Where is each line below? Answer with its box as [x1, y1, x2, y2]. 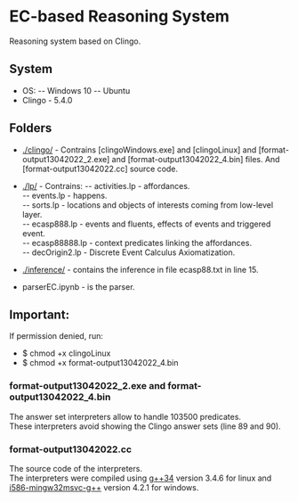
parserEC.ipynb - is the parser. [21, 281, 135, 292]
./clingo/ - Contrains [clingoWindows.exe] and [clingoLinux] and [21, 144, 257, 155]
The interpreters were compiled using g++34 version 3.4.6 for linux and [9, 473, 272, 483]
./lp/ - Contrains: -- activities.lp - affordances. [21, 180, 190, 191]
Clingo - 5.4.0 [21, 95, 73, 105]
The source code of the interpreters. [9, 463, 142, 473]
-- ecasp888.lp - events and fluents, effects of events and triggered [21, 218, 271, 229]
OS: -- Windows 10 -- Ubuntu [21, 85, 131, 95]
